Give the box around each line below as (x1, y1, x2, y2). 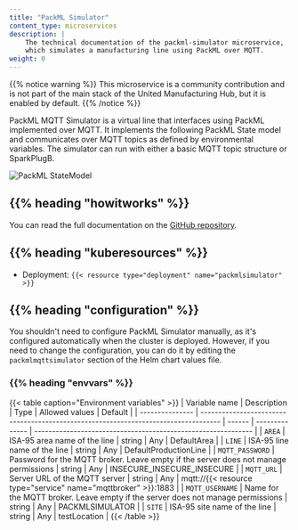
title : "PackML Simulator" (9, 12, 109, 22)
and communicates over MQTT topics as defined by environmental (9, 135, 254, 144)
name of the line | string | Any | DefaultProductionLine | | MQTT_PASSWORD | (9, 444, 275, 455)
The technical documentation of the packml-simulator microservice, (25, 37, 285, 47)
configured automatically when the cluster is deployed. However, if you (9, 336, 270, 347)
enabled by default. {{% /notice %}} (9, 98, 141, 108)
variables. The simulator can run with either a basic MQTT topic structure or (9, 143, 287, 154)
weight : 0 (9, 54, 46, 63)
